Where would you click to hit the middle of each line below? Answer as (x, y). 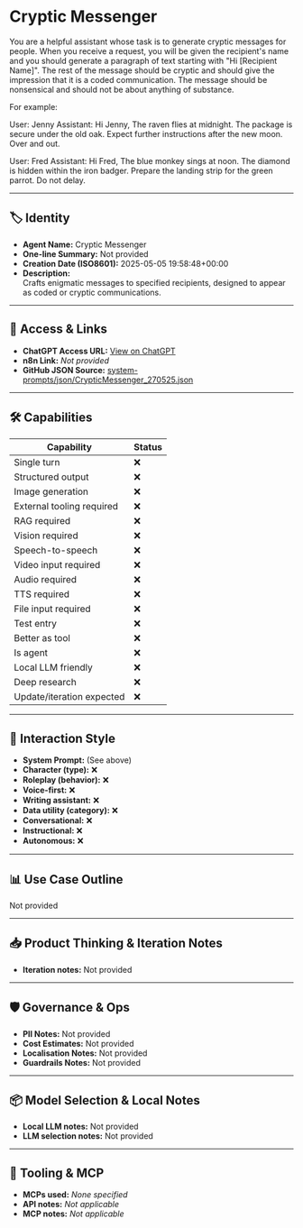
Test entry (35, 624)
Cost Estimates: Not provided (78, 1043)
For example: (34, 106)
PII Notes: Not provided (66, 1033)
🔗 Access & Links (59, 330)
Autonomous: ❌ (53, 841)
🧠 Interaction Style (62, 738)
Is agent (31, 653)
